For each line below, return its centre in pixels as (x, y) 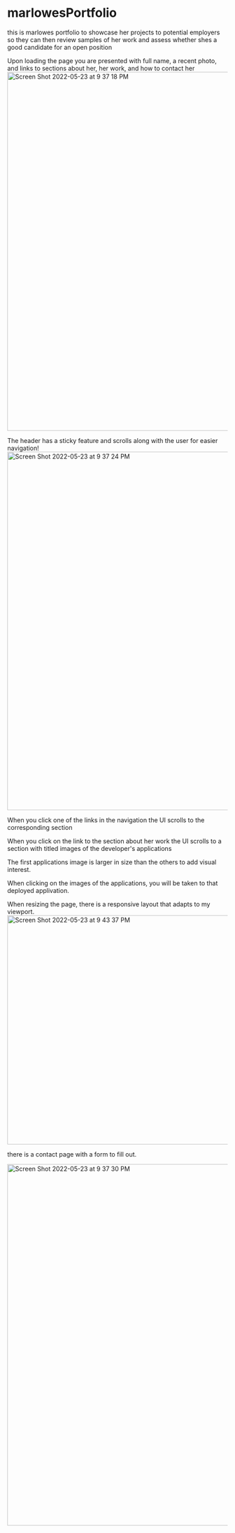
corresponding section (40, 827)
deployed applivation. (38, 890)
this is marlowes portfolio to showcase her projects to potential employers (114, 32)
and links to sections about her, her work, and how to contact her (101, 68)
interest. (19, 869)
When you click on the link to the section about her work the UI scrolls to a (114, 841)
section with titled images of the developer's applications (90, 848)
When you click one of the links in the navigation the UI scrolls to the (106, 820)
